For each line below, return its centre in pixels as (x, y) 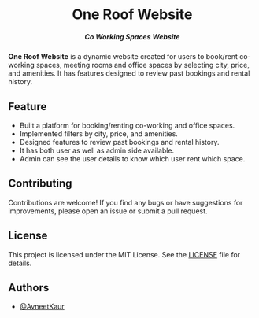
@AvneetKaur (42, 307)
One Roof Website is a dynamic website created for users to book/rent (123, 57)
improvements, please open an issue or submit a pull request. (108, 211)
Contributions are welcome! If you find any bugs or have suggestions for (126, 202)
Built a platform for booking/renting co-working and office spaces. (127, 125)
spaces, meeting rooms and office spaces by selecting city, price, (142, 65)
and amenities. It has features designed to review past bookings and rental (129, 73)
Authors (29, 288)
